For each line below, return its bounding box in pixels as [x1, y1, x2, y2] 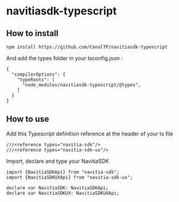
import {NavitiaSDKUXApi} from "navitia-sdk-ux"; [6, 174, 133, 180]
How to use [6, 114, 49, 124]
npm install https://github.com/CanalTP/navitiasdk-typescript [6, 44, 168, 50]
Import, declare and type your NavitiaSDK [6, 158, 109, 165]
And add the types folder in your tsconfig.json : [6, 55, 123, 61]
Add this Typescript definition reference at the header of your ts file [6, 130, 174, 137]
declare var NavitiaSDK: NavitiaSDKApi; [6, 185, 109, 191]
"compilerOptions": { [11, 72, 66, 78]
